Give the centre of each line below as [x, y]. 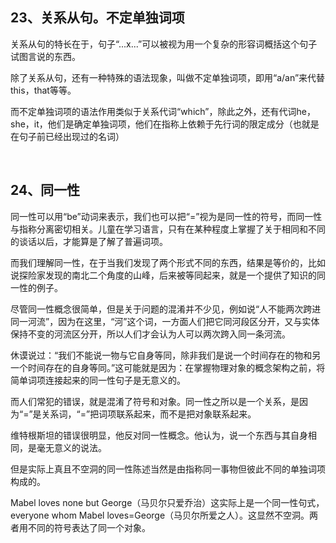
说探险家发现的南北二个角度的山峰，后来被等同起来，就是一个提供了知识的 [163, 275]
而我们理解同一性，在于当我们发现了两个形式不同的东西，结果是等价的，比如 [168, 262]
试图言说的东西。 [45, 56]
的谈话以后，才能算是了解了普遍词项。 [89, 241]
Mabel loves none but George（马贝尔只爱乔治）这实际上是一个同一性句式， [167, 502]
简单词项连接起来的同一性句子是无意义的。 [98, 380]
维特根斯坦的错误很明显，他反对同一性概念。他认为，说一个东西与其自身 [159, 435]
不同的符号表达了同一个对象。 [89, 527]
